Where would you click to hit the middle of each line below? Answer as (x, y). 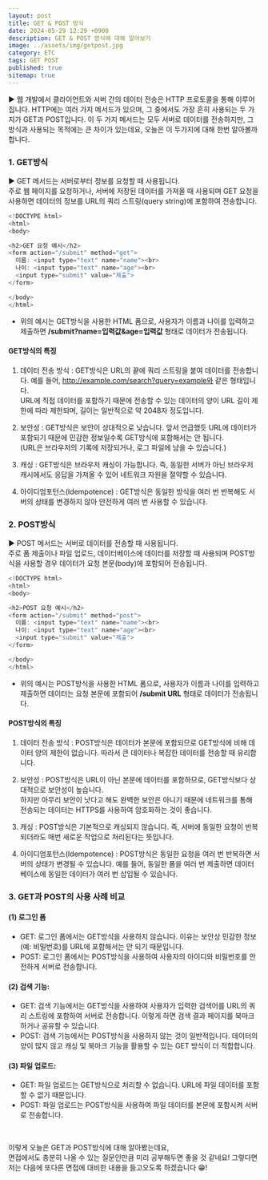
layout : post (30, 16)
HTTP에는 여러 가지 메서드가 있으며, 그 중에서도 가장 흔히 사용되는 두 (139, 109)
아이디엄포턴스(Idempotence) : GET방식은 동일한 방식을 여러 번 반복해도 (133, 491)
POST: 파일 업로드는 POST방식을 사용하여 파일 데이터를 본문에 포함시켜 (131, 1105)
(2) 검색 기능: (29, 986)
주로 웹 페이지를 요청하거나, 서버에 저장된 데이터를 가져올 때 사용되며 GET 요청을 (134, 191)
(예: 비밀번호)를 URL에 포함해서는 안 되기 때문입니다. (102, 946)
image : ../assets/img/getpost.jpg (66, 46)
